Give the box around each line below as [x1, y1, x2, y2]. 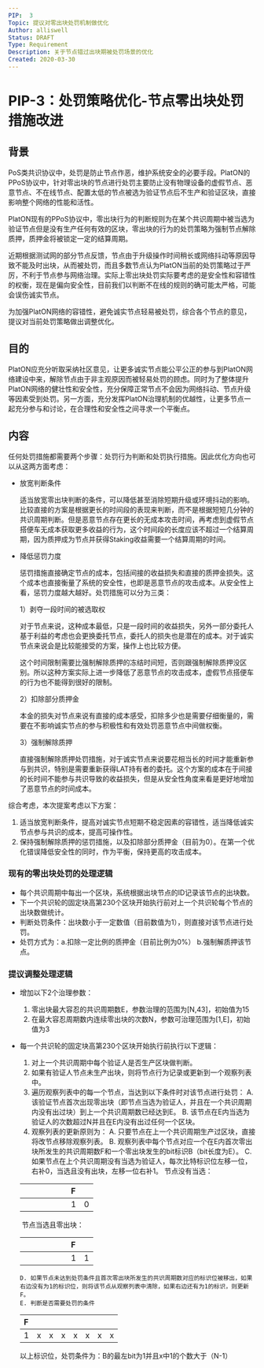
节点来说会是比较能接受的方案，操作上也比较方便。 [19, 640, 185, 650]
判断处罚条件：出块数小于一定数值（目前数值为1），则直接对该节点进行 [19, 917, 247, 926]
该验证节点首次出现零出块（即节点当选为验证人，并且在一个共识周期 [31, 1098, 252, 1107]
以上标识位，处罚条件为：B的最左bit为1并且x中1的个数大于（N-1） [19, 1351, 233, 1361]
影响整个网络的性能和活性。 [8, 197, 98, 207]
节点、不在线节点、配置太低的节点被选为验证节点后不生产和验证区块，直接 [14, 187, 256, 197]
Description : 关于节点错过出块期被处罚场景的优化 [8, 48, 154, 56]
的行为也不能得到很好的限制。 [19, 677, 116, 687]
